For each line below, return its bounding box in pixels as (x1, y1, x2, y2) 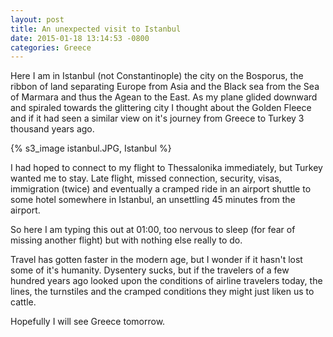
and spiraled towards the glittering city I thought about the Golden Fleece (10, 102, 312, 114)
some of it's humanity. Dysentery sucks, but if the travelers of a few (10, 264, 290, 276)
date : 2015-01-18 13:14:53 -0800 (10, 33, 150, 43)
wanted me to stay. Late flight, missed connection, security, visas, (10, 172, 282, 185)
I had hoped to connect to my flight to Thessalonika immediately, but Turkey (10, 162, 323, 174)
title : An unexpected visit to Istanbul (10, 24, 182, 34)
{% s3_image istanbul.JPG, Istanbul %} (10, 142, 172, 155)
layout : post (10, 14, 65, 25)
